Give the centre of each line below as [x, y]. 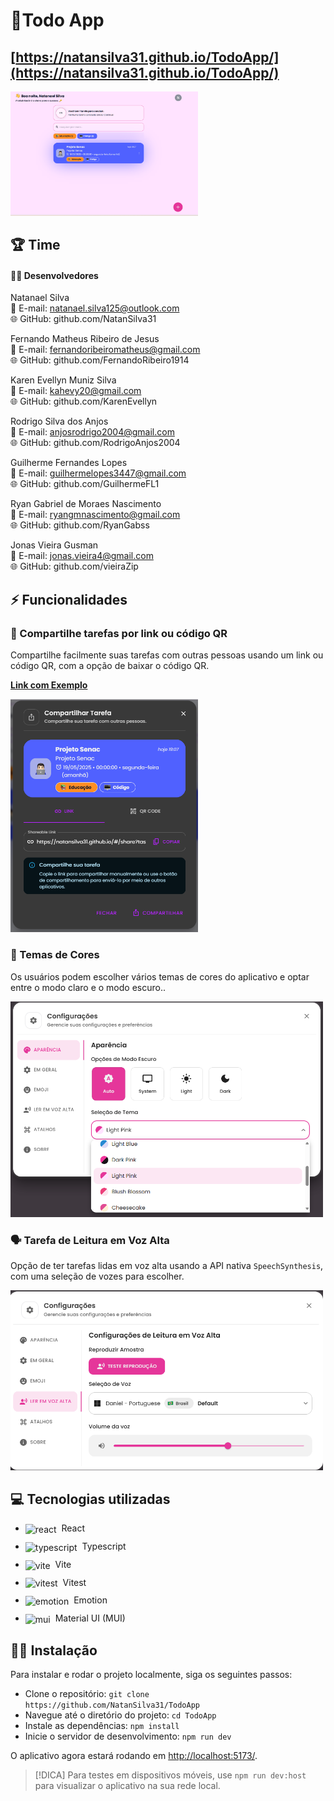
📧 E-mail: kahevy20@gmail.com [76, 391]
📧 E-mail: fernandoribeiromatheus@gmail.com [105, 350]
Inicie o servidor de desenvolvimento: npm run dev [128, 1736]
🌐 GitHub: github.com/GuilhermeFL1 [85, 484]
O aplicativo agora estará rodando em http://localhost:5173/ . [134, 1756]
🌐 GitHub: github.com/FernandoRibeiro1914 [100, 360]
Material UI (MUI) [90, 1618]
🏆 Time [35, 245]
